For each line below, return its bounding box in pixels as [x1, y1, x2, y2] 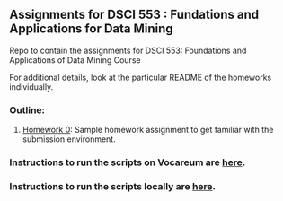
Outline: [9, 103, 46, 116]
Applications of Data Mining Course [9, 54, 141, 66]
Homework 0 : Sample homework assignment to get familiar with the [22, 125, 274, 135]
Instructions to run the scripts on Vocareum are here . [9, 156, 246, 169]
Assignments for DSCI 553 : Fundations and [9, 7, 260, 22]
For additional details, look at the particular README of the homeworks [9, 72, 272, 83]
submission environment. [22, 134, 116, 144]
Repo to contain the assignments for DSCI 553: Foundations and [9, 45, 247, 56]
